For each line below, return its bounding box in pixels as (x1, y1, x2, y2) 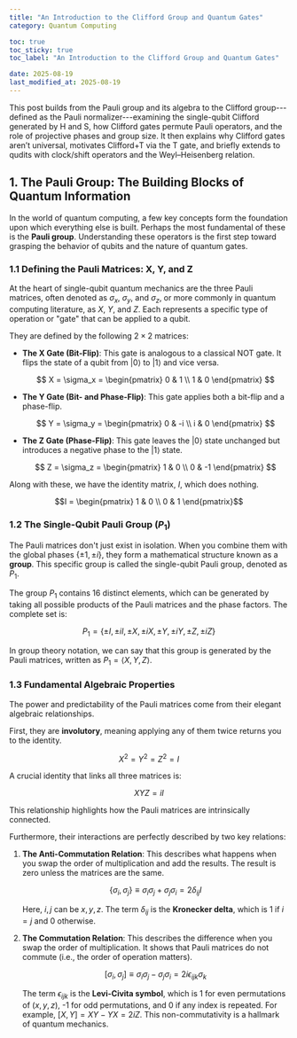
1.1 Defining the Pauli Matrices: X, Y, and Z (9, 262, 193, 275)
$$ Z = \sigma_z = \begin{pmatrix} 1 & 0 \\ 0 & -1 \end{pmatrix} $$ (35, 462, 277, 472)
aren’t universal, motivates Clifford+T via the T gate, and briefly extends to (9, 139, 281, 151)
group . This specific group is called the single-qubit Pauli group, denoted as (9, 559, 288, 570)
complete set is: (9, 608, 68, 619)
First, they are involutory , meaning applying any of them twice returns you (9, 725, 282, 736)
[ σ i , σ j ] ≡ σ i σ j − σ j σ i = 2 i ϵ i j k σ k (104, 969, 207, 981)
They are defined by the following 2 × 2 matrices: (9, 330, 189, 341)
